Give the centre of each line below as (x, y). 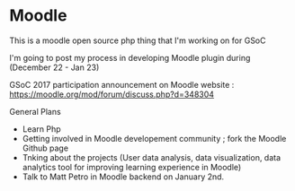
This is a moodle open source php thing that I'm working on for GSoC (138, 40)
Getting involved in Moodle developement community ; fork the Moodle (154, 138)
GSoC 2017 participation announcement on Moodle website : (122, 84)
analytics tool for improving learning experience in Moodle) (132, 167)
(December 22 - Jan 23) (54, 67)
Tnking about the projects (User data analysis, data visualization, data (152, 157)
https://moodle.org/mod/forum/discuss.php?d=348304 (112, 94)
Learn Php (41, 129)
